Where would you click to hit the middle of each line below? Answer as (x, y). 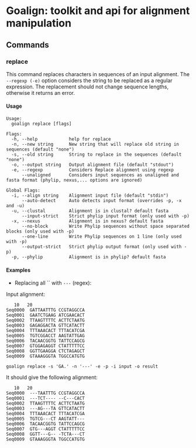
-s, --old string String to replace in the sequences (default (97, 155)
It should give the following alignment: (52, 377)
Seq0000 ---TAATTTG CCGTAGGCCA (45, 394)
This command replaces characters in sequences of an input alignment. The (98, 74)
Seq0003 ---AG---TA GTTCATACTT (45, 409)
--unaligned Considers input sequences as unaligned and (100, 175)
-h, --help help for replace (61, 139)
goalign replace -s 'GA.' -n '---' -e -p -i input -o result (82, 367)
